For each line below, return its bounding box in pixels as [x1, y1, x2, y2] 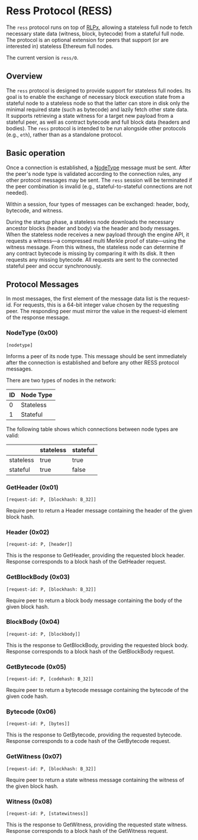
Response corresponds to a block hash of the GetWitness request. [6, 828, 168, 835]
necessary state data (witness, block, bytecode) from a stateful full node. [6, 30, 185, 37]
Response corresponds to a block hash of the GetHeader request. [6, 558, 167, 565]
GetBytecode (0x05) [6, 662, 67, 671]
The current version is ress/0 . [6, 54, 79, 61]
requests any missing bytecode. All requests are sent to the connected [6, 256, 178, 263]
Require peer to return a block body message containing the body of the [6, 597, 182, 604]
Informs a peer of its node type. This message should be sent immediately [6, 352, 187, 359]
